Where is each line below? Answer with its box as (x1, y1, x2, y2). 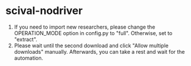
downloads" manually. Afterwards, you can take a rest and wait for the (14, 48, 185, 55)
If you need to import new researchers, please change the (14, 23, 156, 30)
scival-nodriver (5, 4, 83, 18)
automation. (14, 54, 44, 61)
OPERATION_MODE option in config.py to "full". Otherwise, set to (14, 29, 173, 36)
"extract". (14, 36, 38, 43)
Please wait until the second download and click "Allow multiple (14, 42, 169, 49)
